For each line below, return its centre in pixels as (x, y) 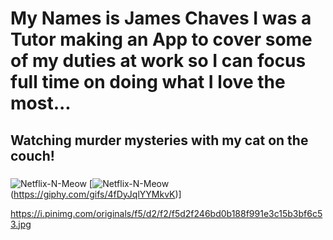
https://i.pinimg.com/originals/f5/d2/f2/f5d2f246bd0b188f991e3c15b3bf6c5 (166, 213)
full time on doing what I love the (148, 82)
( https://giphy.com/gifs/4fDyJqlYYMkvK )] (96, 194)
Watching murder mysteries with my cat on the (159, 140)
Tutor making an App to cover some (161, 39)
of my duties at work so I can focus (158, 61)
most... (41, 103)
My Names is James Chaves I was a (161, 18)
